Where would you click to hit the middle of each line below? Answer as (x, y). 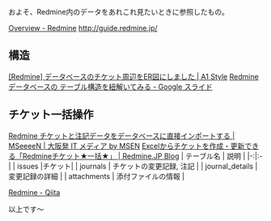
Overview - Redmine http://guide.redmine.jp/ (83, 28)
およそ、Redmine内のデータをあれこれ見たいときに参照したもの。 (119, 12)
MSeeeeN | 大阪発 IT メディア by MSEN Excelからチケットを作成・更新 (127, 146)
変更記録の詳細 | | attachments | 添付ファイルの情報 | (97, 176)
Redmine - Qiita (34, 192)
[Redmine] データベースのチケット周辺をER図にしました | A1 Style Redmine (133, 76)
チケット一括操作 (51, 115)
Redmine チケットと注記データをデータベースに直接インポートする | (122, 135)
